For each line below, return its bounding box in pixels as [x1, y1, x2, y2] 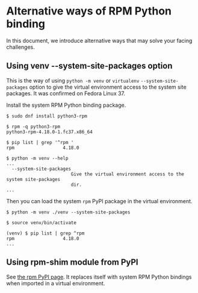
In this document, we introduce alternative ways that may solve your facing [6, 37, 193, 44]
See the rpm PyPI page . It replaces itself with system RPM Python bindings [6, 273, 192, 280]
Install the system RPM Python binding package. [6, 101, 126, 109]
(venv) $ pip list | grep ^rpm [6, 230, 85, 236]
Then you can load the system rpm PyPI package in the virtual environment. [6, 197, 193, 204]
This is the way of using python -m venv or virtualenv [6, 77, 140, 84]
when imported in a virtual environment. [6, 279, 105, 287]
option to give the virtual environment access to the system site [29, 83, 187, 90]
